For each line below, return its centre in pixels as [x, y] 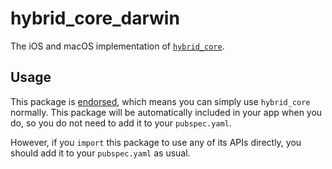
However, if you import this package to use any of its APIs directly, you [156, 142]
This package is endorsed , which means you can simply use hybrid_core [160, 101]
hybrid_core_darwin [95, 18]
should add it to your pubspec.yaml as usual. [100, 153]
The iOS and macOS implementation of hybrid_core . [117, 46]
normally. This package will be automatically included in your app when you [166, 112]
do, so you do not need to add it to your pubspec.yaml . [121, 123]
